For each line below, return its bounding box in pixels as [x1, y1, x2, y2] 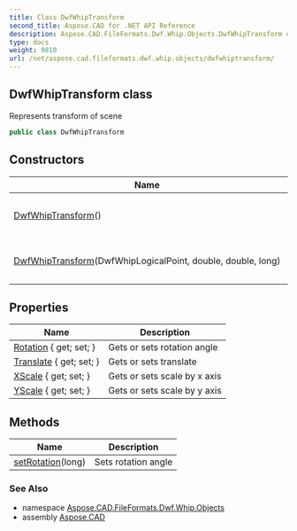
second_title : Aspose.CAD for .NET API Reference [9, 21, 196, 30]
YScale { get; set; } [13, 385, 91, 397]
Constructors [9, 152, 85, 168]
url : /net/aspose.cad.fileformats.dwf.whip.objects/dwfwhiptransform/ [9, 54, 275, 63]
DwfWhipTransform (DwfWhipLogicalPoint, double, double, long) [13, 254, 281, 267]
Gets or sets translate [108, 355, 197, 368]
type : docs [9, 37, 49, 47]
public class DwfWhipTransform [9, 128, 125, 137]
